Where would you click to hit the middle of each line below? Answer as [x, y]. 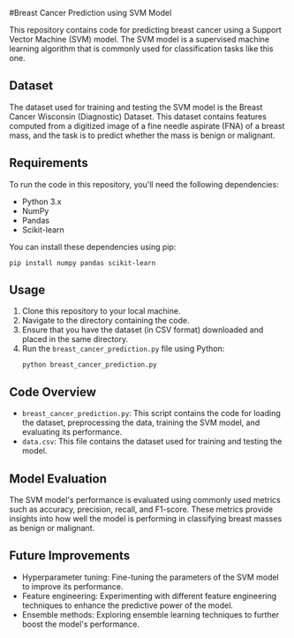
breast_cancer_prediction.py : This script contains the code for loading [151, 414]
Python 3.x [41, 201]
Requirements [49, 163]
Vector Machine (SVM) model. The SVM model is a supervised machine [139, 39]
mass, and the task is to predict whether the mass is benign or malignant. [142, 135]
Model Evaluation [58, 478]
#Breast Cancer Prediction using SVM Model [90, 13]
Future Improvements [70, 556]
